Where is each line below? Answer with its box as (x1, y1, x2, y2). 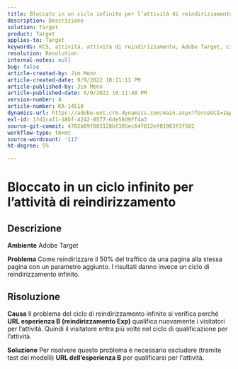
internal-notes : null (7, 57, 72, 64)
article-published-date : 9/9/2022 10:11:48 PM (7, 89, 147, 97)
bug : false (7, 63, 40, 70)
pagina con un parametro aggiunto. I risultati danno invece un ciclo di (7, 263, 210, 271)
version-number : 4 (7, 97, 62, 104)
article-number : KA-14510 (7, 103, 84, 110)
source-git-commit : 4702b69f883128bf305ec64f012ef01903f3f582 (7, 122, 195, 130)
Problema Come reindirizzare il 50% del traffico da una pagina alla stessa (7, 255, 223, 263)
